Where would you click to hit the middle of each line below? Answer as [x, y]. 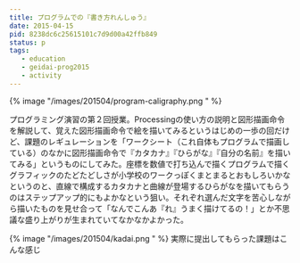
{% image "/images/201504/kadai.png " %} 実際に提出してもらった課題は [145, 238]
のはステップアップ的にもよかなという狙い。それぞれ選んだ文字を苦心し [142, 197]
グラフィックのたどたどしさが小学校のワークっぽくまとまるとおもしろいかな [150, 175]
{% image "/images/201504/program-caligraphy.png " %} [116, 101]
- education [43, 59]
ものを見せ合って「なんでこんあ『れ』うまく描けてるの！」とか [157, 208]
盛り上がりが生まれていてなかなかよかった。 [107, 219]
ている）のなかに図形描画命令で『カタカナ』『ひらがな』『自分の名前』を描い [150, 152]
